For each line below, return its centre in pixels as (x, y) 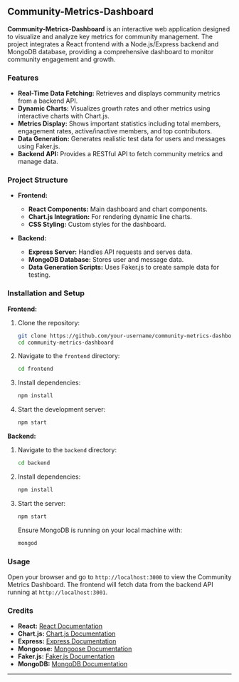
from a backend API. (48, 101)
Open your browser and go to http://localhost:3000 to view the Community (119, 576)
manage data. (38, 162)
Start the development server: (62, 409)
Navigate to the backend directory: (67, 450)
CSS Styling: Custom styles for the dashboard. (97, 225)
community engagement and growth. (62, 59)
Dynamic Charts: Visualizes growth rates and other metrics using (114, 108)
